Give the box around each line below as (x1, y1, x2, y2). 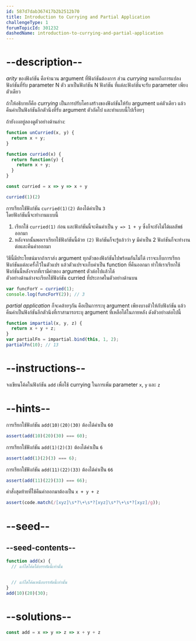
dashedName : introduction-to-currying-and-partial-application (6, 30, 164, 36)
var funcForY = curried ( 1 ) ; (6, 286, 75, 292)
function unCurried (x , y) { (6, 130, 75, 136)
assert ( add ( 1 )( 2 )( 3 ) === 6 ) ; (6, 455, 77, 461)
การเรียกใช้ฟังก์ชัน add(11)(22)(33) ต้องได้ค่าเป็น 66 (6, 466, 114, 473)
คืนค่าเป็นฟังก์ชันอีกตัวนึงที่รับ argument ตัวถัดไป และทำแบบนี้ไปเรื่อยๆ (6, 107, 145, 114)
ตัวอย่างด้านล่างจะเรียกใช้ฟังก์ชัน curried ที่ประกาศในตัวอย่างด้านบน (6, 274, 137, 281)
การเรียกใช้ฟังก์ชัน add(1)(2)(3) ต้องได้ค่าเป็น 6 (6, 443, 103, 451)
